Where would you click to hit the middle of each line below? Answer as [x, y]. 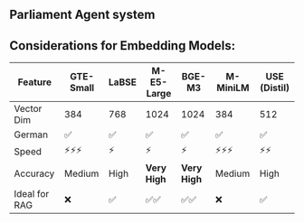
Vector [28, 109]
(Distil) [275, 88]
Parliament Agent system [82, 15]
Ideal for [32, 194]
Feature [35, 82]
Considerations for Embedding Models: [123, 46]
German [31, 135]
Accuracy [34, 173]
